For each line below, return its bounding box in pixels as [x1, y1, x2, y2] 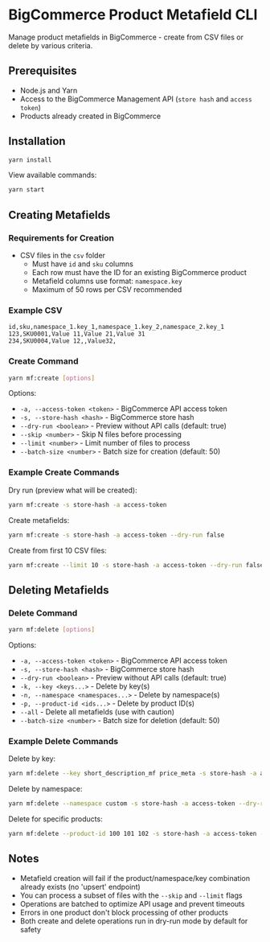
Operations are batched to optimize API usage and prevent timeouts [19, 899, 245, 908]
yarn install [8, 155, 52, 164]
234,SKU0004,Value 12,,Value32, [8, 337, 117, 345]
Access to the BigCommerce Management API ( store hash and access [19, 94, 252, 104]
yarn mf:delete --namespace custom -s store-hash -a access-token [8, 800, 235, 808]
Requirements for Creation [8, 232, 115, 243]
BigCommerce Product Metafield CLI [8, 6, 258, 24]
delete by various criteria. [8, 40, 93, 50]
